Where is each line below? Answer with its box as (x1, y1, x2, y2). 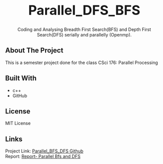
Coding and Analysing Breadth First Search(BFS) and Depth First (17, 26, 151, 32)
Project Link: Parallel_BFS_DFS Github (5, 148, 84, 154)
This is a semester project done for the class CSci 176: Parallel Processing (5, 59, 158, 65)
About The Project (5, 46, 64, 55)
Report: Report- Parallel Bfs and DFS (5, 153, 81, 159)
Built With (5, 74, 37, 82)
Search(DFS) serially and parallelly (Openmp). (37, 31, 132, 37)
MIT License (5, 120, 31, 126)
